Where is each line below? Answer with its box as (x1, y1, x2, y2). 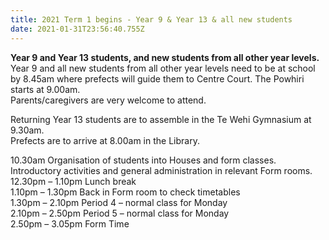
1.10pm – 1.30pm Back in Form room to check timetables (10, 186, 241, 198)
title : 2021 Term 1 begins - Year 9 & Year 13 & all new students (10, 14, 293, 25)
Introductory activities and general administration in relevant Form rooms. (10, 164, 313, 176)
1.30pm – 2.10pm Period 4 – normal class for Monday (10, 196, 228, 208)
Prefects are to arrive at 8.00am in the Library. (10, 134, 200, 146)
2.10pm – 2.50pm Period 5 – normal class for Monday (10, 207, 230, 219)
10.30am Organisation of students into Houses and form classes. (10, 154, 277, 166)
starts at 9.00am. (10, 83, 81, 95)
